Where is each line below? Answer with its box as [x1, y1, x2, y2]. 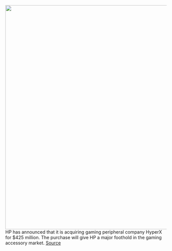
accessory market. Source [5, 240, 61, 246]
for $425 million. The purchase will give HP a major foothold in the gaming [5, 235, 162, 240]
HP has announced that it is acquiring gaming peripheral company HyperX [5, 229, 162, 235]
